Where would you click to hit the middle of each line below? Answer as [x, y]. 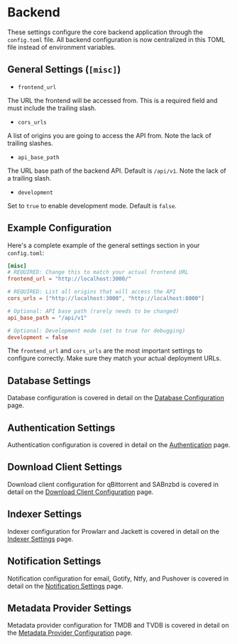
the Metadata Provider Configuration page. [70, 633]
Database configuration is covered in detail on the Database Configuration [116, 398]
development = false [38, 337]
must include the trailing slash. [52, 108]
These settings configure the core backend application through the [105, 32]
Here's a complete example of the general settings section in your [104, 245]
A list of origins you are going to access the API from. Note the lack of [109, 135]
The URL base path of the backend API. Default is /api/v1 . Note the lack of [117, 171]
